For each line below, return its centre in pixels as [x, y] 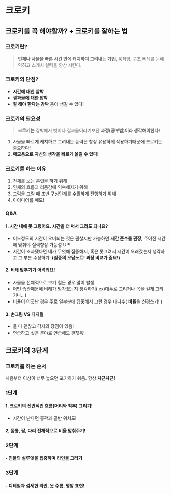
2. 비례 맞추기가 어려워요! [30, 270]
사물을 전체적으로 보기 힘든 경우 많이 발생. [54, 283]
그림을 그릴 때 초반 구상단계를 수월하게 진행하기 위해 [64, 194]
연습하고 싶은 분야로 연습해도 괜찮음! [49, 333]
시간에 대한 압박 [28, 92]
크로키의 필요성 [23, 119]
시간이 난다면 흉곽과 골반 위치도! [45, 418]
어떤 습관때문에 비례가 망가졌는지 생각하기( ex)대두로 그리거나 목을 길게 [83, 289]
